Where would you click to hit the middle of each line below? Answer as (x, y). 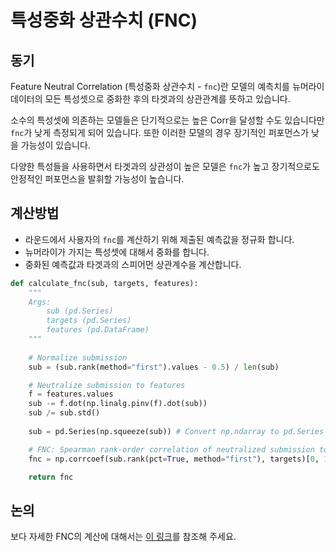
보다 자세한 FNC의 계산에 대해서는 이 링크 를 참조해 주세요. (123, 537)
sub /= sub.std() (64, 413)
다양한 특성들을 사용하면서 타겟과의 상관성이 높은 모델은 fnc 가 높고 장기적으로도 (165, 166)
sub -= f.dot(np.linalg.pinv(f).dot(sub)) (118, 404)
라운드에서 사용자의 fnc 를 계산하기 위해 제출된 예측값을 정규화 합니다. (159, 239)
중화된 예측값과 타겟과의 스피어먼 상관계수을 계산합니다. (133, 264)
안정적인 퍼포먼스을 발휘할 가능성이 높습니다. (97, 179)
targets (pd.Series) (89, 321)
